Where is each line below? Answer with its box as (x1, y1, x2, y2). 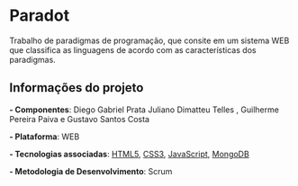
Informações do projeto (9, 80, 144, 95)
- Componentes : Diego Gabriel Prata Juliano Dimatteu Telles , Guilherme (9, 104, 279, 115)
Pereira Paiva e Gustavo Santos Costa (9, 113, 150, 124)
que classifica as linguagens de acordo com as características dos (9, 44, 257, 55)
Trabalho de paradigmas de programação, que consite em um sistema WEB (9, 35, 290, 46)
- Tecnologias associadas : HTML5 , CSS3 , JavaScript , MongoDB (9, 148, 249, 159)
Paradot (9, 5, 70, 26)
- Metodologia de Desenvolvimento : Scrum (9, 165, 173, 176)
